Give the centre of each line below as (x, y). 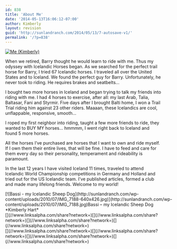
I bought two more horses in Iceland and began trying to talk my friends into (83, 92)
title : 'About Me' (24, 14)
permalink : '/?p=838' (28, 38)
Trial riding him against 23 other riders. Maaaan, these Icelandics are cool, (82, 108)
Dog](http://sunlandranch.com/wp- (103, 194)
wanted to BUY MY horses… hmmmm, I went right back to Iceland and (77, 128)
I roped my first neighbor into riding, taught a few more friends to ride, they (82, 123)
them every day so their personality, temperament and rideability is (74, 153)
